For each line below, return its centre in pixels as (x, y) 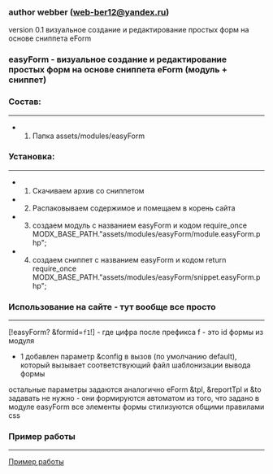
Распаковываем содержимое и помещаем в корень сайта (134, 208)
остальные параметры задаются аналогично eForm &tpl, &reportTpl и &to (135, 389)
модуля (22, 341)
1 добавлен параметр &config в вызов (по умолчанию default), (128, 357)
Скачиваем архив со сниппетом (88, 190)
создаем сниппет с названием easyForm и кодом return (129, 259)
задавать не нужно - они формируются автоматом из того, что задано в (134, 398)
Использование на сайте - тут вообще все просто (113, 307)
